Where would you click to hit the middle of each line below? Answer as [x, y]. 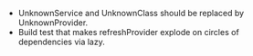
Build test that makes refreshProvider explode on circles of [128, 32]
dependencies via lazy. [61, 42]
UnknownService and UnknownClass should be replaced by [131, 13]
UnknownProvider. [53, 23]
